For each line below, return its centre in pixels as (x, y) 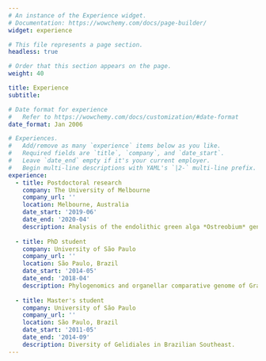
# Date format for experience (58, 109)
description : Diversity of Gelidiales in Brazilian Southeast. (129, 344)
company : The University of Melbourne (86, 190)
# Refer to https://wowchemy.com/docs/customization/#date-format (123, 117)
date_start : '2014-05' (60, 271)
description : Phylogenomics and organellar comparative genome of (134, 286)
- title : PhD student (51, 241)
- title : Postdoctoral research (69, 183)
